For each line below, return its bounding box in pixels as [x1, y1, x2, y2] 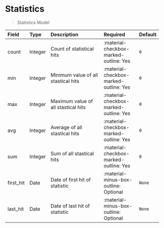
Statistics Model [17, 19, 50, 25]
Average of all [50, 124, 82, 131]
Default [139, 31, 157, 38]
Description [50, 31, 79, 38]
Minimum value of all [50, 72, 99, 78]
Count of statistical [50, 45, 94, 52]
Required [103, 31, 125, 38]
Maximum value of [50, 97, 93, 104]
